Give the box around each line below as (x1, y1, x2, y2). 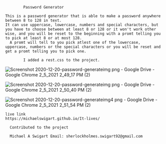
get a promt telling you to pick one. (5, 49, 87, 54)
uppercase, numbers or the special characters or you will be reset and (5, 44, 161, 49)
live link (5, 112, 26, 117)
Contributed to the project (10, 125, 69, 130)
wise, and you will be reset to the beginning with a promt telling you (5, 31, 161, 36)
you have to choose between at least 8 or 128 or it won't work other (5, 27, 156, 32)
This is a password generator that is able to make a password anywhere (5, 14, 161, 19)
